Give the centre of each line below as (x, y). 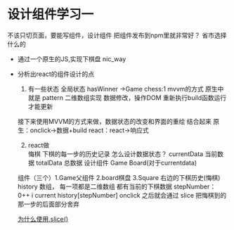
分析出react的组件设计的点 (56, 74)
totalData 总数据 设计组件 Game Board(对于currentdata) (117, 162)
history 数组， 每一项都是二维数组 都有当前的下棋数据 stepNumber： (117, 186)
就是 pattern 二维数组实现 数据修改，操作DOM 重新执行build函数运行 (127, 97)
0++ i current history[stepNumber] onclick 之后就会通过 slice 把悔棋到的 (122, 195)
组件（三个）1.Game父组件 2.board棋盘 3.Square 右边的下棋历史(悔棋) (119, 177)
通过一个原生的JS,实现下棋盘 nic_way (72, 59)
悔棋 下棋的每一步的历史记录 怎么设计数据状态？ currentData (116, 154)
